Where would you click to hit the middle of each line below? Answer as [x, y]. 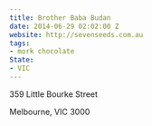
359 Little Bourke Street [53, 94]
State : [22, 60]
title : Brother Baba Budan [60, 18]
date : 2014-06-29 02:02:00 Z [64, 26]
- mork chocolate [42, 52]
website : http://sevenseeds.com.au [76, 34]
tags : [19, 43]
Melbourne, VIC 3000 [50, 111]
